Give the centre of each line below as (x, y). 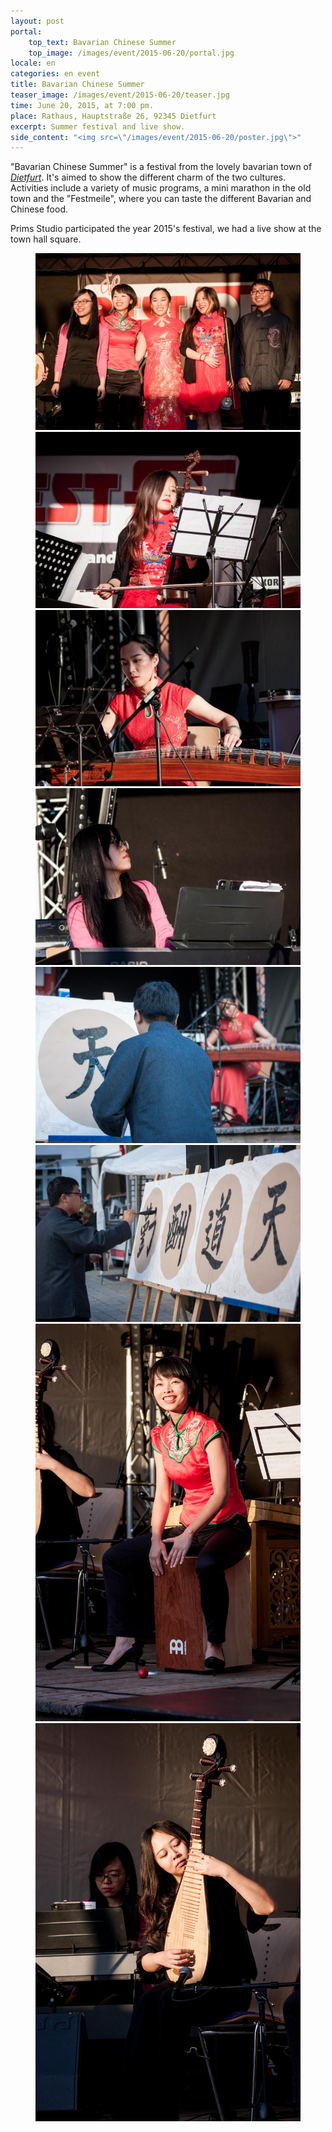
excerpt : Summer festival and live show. (98, 126)
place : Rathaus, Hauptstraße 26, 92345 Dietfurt (113, 116)
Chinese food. (39, 209)
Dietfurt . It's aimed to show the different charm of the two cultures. (148, 177)
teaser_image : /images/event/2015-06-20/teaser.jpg (120, 95)
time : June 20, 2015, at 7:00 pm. (82, 105)
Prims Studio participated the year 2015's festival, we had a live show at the (166, 229)
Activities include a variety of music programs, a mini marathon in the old (161, 188)
